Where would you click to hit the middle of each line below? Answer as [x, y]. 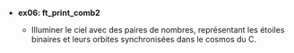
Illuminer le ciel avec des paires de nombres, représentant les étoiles [158, 30]
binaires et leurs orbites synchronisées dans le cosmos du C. [144, 39]
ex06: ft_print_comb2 [59, 13]
